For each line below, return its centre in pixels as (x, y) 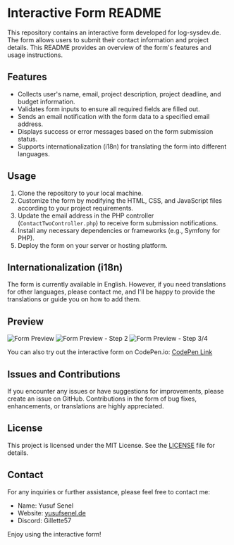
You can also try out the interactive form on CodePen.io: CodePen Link (110, 352)
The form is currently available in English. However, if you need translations (117, 284)
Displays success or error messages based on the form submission (115, 131)
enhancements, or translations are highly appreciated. (86, 406)
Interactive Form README (85, 13)
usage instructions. (35, 55)
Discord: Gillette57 (44, 520)
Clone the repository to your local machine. (80, 193)
